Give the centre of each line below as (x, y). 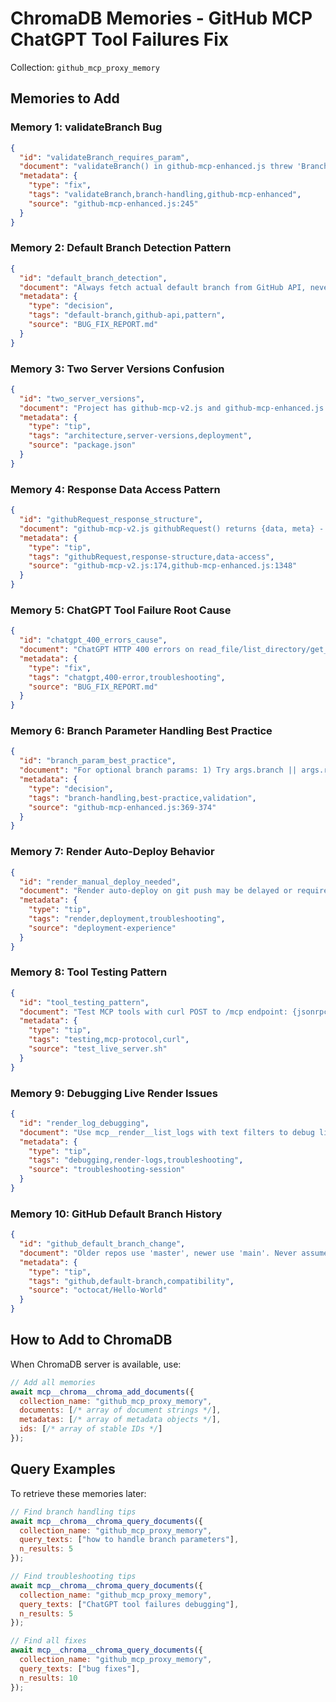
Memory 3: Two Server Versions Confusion (117, 369)
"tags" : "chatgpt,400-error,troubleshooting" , (127, 677)
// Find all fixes (48, 1641)
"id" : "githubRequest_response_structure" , (111, 520)
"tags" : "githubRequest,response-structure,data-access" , (151, 557)
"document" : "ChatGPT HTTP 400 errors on (107, 650)
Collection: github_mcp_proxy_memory (85, 67)
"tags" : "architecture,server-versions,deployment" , (140, 436)
